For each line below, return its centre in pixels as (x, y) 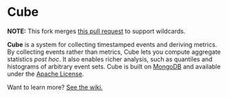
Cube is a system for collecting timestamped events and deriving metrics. (112, 44)
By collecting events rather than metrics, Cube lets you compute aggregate (114, 52)
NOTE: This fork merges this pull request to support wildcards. (96, 31)
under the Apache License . (46, 74)
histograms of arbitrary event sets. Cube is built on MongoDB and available (114, 66)
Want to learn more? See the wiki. (55, 87)
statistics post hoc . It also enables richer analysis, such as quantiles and (110, 59)
